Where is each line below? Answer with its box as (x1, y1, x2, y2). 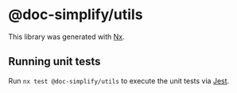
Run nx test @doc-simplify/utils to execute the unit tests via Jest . (8, 76, 230, 85)
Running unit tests (8, 55, 101, 68)
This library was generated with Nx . (8, 32, 125, 41)
